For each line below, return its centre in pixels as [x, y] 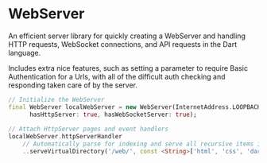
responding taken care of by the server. [73, 85]
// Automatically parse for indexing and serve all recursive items [138, 144]
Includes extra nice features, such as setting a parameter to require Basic [128, 68]
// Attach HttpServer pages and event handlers [89, 129]
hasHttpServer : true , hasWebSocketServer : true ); [113, 114]
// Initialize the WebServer [56, 99]
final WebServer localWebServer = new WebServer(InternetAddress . [120, 107]
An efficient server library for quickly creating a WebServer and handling [127, 36]
